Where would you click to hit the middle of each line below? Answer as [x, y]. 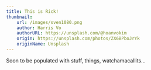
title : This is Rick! [32, 11]
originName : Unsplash [43, 44]
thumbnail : [19, 17]
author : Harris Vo [39, 28]
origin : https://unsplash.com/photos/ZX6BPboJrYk [78, 38]
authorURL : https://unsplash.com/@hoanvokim [72, 33]
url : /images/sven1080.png [49, 22]
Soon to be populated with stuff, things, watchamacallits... [76, 60]
